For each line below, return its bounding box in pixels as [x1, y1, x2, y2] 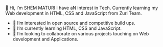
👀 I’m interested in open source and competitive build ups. [12, 20, 135, 26]
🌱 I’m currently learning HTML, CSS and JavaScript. [12, 25, 122, 31]
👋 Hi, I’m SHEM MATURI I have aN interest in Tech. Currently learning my [5, 5, 158, 11]
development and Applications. [12, 36, 78, 42]
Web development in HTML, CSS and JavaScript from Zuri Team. [5, 10, 142, 16]
